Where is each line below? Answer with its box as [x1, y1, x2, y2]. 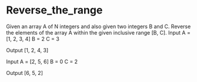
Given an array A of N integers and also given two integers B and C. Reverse [6, 23, 191, 30]
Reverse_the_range [6, 4, 103, 17]
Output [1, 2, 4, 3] [6, 46, 49, 53]
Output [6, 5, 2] [6, 69, 43, 76]
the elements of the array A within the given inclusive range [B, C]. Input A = [6, 29, 191, 36]
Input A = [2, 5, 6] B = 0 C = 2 [6, 58, 78, 65]
